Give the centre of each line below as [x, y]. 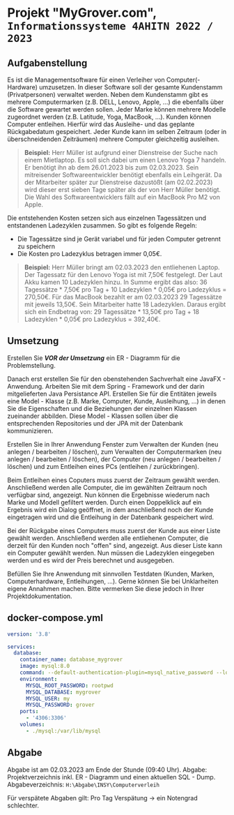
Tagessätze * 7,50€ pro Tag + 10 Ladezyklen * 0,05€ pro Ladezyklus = [125, 290]
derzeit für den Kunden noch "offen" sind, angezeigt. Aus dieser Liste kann [115, 545]
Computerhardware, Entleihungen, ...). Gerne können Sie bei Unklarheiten [113, 581]
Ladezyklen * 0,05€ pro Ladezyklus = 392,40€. [92, 319]
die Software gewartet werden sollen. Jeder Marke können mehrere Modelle [117, 109]
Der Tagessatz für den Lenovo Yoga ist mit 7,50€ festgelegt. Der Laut [123, 275]
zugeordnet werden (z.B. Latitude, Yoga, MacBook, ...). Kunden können [109, 117]
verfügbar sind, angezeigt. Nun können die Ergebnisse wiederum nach [109, 495]
